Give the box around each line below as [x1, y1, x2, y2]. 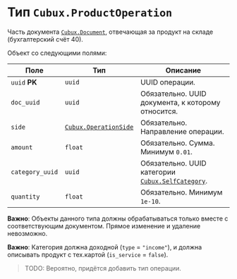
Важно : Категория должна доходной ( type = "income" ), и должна [7, 242, 202, 251]
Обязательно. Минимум [140, 187, 223, 197]
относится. [140, 106, 178, 116]
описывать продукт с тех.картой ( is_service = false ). [7, 250, 169, 259]
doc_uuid [11, 98, 40, 106]
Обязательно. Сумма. [140, 138, 215, 148]
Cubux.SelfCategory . [140, 175, 208, 185]
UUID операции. [140, 77, 195, 87]
